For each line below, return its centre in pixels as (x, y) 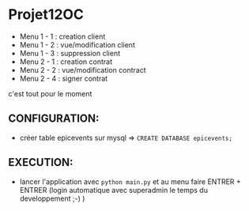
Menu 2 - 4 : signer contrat (64, 78)
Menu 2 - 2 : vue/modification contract (83, 70)
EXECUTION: (41, 162)
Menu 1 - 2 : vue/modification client (77, 44)
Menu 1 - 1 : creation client (62, 36)
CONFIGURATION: (54, 119)
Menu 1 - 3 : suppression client (70, 53)
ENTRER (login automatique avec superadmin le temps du (113, 190)
